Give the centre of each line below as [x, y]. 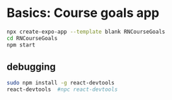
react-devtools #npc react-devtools [62, 89]
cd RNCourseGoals [32, 38]
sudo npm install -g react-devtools [61, 83]
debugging [31, 67]
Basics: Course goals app [83, 13]
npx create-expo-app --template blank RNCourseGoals [86, 32]
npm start [21, 45]
